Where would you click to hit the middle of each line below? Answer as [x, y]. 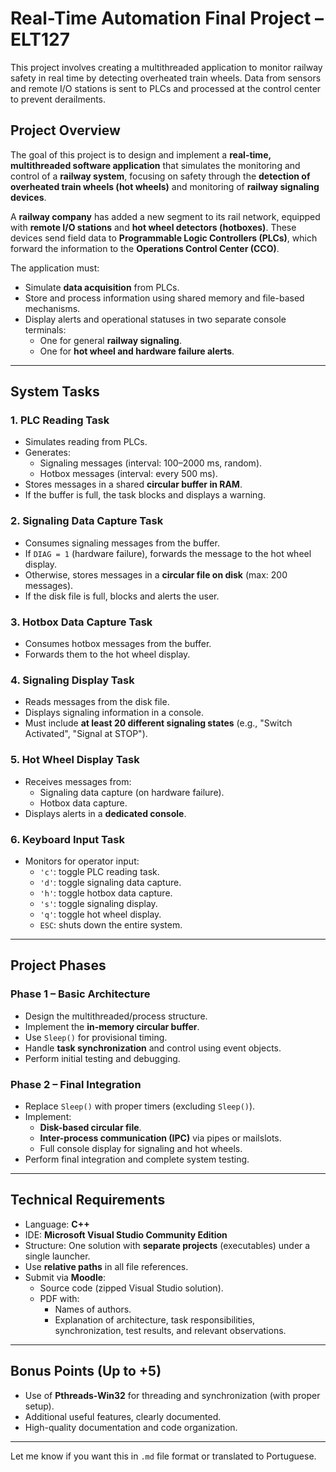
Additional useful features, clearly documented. [123, 1416]
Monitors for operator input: [82, 861]
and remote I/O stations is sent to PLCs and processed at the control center [166, 88]
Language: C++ [57, 1224]
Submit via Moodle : [65, 1277]
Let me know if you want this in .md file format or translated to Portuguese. [163, 1456]
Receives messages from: [78, 781]
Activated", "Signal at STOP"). [86, 734]
